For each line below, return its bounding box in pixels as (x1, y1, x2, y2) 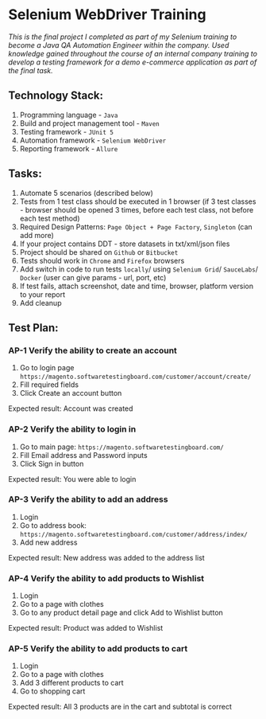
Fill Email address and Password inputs (19, 450, 148, 459)
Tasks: (8, 167, 42, 181)
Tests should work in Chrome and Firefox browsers (19, 256, 185, 265)
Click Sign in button (19, 459, 84, 468)
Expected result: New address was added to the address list (8, 553, 205, 562)
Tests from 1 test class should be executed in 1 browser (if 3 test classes (19, 197, 256, 206)
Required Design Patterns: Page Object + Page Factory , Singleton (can (19, 221, 253, 232)
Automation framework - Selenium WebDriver (19, 135, 167, 145)
